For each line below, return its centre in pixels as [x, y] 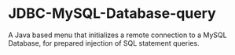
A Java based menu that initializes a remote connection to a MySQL [117, 35]
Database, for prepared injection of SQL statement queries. [104, 43]
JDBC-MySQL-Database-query [112, 14]
